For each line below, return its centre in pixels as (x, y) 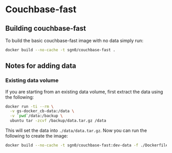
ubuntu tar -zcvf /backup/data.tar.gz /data (58, 121)
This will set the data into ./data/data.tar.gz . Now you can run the (76, 130)
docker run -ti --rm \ (29, 106)
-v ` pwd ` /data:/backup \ (36, 116)
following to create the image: (37, 136)
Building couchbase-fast (46, 28)
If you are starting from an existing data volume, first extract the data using (84, 92)
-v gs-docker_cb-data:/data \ (42, 111)
